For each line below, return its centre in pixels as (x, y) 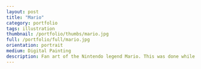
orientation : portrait (35, 46)
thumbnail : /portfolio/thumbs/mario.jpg (58, 34)
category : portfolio (32, 23)
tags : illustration (31, 28)
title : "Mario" (25, 17)
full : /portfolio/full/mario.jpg (48, 40)
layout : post (23, 12)
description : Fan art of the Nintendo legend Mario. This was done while (101, 56)
